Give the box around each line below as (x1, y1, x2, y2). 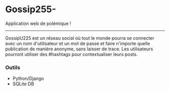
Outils (5, 64, 20, 71)
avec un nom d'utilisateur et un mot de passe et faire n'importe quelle (5, 40, 150, 46)
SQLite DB (12, 81, 34, 87)
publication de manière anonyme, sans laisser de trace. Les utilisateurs (5, 46, 153, 52)
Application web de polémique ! (5, 20, 71, 26)
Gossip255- (5, 4, 57, 15)
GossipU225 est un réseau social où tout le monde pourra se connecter (5, 35, 154, 41)
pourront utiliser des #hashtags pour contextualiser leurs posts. (5, 51, 138, 57)
